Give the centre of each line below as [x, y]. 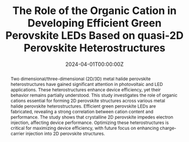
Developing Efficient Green [95, 23]
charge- [168, 128]
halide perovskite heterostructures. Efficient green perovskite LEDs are [83, 106]
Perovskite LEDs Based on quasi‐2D [95, 36]
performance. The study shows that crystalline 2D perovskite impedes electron [92, 117]
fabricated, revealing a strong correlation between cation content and [82, 111]
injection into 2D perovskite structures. [65, 134]
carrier [17, 134]
